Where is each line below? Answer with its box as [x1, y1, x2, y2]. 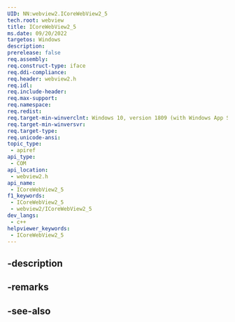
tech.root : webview [7, 17, 64, 24]
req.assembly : [7, 56, 49, 63]
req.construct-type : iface [7, 62, 86, 69]
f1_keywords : [7, 192, 45, 199]
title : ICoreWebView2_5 [7, 23, 77, 30]
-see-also [7, 305, 51, 317]
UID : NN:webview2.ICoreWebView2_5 [7, 10, 108, 17]
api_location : [7, 166, 49, 174]
